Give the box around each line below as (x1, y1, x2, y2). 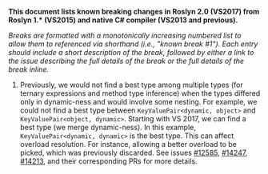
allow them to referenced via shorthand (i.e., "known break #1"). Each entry (8, 39, 258, 49)
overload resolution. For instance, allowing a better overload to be (19, 140, 238, 148)
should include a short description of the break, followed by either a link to (8, 48, 254, 57)
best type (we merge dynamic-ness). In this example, (19, 123, 196, 132)
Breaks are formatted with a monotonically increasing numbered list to (8, 31, 242, 40)
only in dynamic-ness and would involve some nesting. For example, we (19, 97, 258, 106)
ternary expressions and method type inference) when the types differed (19, 89, 261, 98)
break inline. (8, 65, 50, 74)
